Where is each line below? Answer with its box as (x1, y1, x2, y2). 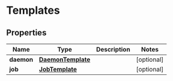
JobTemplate (38, 65, 77, 73)
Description (96, 46, 130, 53)
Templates (6, 4, 60, 17)
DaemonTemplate (38, 55, 91, 64)
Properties (6, 28, 47, 38)
